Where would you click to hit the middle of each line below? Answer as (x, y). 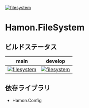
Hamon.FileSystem (45, 28)
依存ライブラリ (28, 88)
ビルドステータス (31, 47)
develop (56, 61)
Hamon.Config (27, 100)
